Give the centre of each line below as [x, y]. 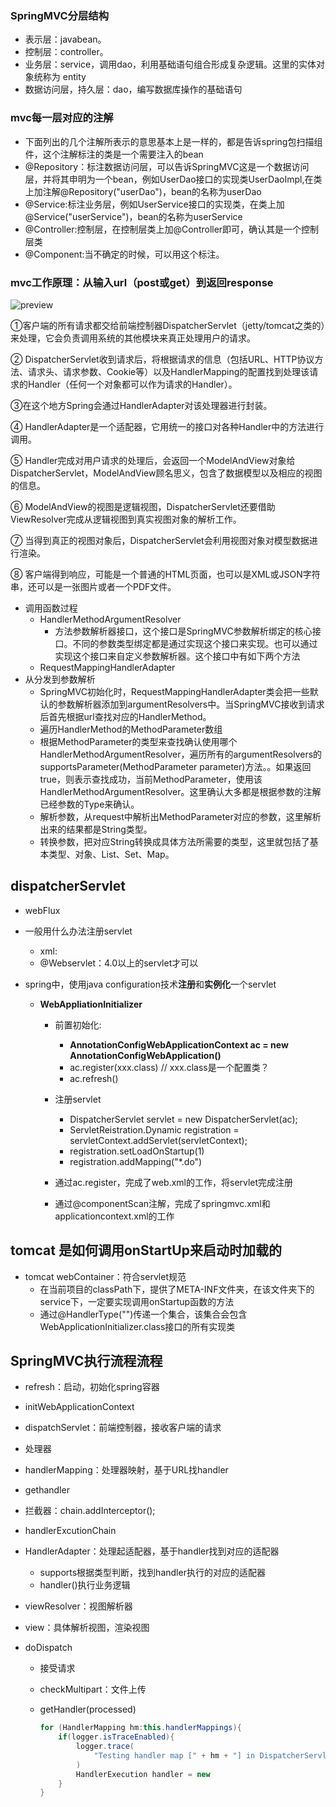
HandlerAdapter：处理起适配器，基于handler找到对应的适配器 [152, 1551]
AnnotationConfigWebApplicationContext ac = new [179, 1044]
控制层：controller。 [66, 52]
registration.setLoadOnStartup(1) [137, 1151]
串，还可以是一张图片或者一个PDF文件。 [93, 586]
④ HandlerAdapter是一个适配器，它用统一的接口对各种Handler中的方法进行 [167, 426]
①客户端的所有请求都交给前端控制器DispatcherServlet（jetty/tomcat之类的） [168, 325]
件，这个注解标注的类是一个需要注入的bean [114, 154]
